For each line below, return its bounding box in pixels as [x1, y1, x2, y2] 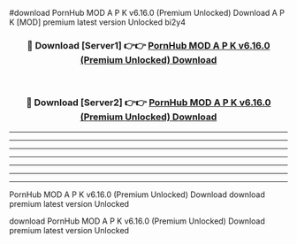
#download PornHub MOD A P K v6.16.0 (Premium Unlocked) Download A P [9, 8, 286, 18]
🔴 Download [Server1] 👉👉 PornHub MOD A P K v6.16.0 [27, 39, 270, 51]
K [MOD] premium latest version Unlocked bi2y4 [9, 17, 186, 27]
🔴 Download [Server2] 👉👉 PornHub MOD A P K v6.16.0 [26, 96, 271, 109]
